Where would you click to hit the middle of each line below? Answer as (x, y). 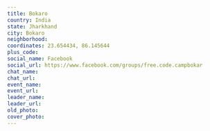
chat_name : (23, 71)
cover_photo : (26, 116)
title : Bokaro (28, 14)
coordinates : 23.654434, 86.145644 (59, 46)
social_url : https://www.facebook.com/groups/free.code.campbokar (105, 65)
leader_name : (26, 98)
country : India (29, 20)
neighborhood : (28, 40)
